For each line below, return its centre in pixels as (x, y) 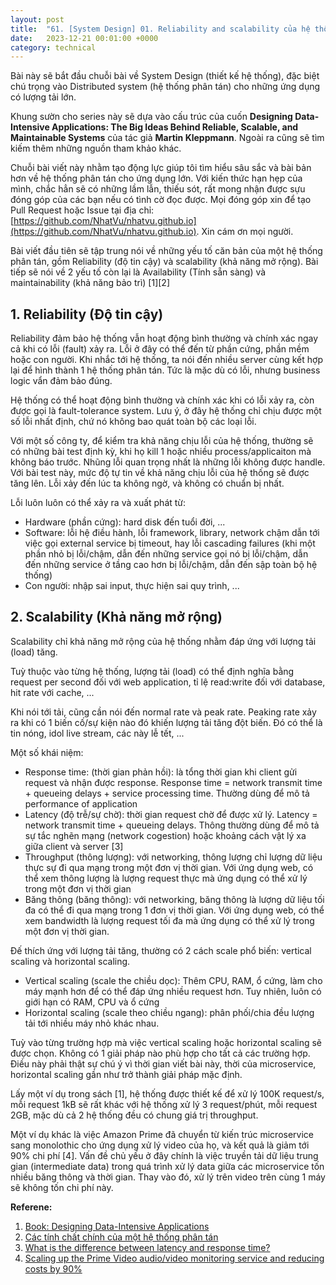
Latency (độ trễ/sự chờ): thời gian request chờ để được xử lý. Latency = (171, 814)
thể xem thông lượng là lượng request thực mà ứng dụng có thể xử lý (166, 878)
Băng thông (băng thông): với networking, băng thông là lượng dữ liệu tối (174, 899)
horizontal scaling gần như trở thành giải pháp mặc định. (126, 1074)
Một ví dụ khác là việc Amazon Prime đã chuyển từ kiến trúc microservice (162, 1134)
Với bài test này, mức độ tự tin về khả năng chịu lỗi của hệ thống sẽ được (160, 473)
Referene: (31, 1207)
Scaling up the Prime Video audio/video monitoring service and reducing (174, 1258)
